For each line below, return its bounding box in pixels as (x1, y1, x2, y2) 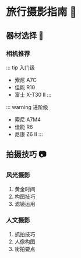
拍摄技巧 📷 (6, 150, 47, 159)
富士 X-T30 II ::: (14, 91, 52, 98)
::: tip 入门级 (6, 64, 35, 71)
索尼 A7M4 (14, 116, 41, 123)
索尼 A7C (14, 76, 37, 83)
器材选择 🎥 (6, 30, 44, 40)
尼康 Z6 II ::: (14, 130, 43, 138)
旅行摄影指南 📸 (6, 5, 77, 19)
